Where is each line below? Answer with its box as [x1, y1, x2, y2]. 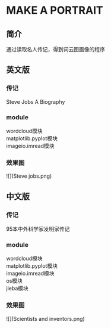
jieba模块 [6, 284, 28, 292]
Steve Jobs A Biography [6, 98, 65, 105]
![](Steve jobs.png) [6, 172, 52, 180]
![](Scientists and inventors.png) [6, 315, 85, 322]
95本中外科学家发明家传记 [6, 225, 70, 233]
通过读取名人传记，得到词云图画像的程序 [6, 46, 105, 52]
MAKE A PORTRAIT [6, 4, 103, 17]
